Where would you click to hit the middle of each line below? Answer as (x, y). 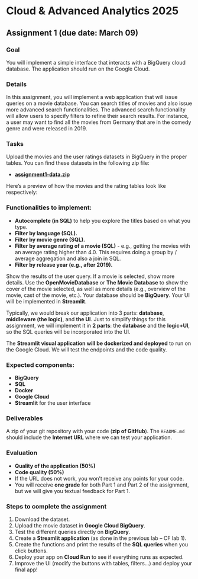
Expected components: (40, 364)
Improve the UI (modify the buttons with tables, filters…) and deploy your (103, 563)
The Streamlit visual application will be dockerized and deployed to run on (99, 343)
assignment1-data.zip (42, 175)
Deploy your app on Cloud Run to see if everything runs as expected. (99, 557)
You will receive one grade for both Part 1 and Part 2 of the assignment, (102, 485)
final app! (26, 570)
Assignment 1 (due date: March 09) (72, 33)
